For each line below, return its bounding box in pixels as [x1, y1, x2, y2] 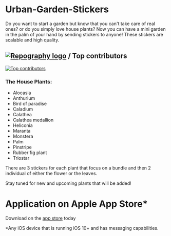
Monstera [12, 133, 33, 139]
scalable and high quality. [5, 37, 60, 43]
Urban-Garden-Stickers [5, 4, 109, 15]
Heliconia [12, 122, 33, 128]
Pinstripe [12, 144, 32, 151]
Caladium [12, 106, 33, 112]
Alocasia [12, 90, 31, 96]
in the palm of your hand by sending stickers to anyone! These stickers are [5, 31, 163, 37]
